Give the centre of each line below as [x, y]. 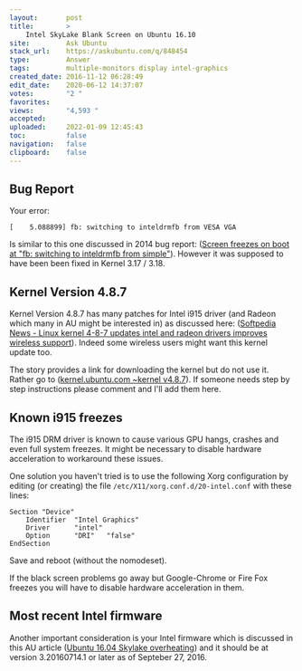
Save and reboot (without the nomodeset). [88, 561]
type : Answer [50, 60]
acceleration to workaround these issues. [86, 459]
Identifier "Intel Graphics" [83, 520]
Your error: [29, 211]
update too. [31, 352]
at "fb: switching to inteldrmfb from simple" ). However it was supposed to [146, 254]
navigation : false [48, 144]
